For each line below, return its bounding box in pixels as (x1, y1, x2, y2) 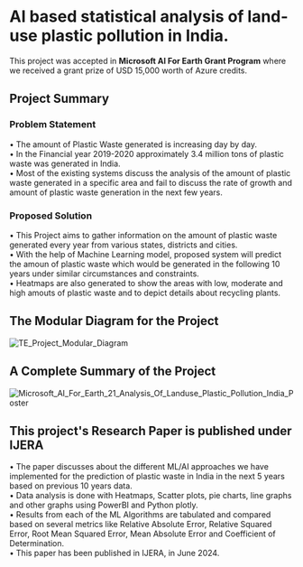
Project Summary (9, 91, 110, 107)
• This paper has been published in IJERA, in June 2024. (9, 548, 220, 559)
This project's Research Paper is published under (9, 423, 292, 439)
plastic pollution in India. (41, 25, 229, 46)
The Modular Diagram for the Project (9, 313, 219, 329)
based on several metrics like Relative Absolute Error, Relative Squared (9, 519, 272, 530)
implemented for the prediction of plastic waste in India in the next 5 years (9, 471, 286, 482)
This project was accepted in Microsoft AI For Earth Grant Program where (9, 55, 287, 66)
